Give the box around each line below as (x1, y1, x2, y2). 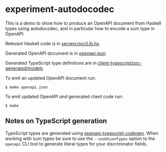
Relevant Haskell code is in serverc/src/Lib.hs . (5, 40, 100, 46)
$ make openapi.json (5, 84, 48, 90)
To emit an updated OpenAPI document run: (5, 75, 96, 81)
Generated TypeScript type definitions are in (5, 60, 96, 66)
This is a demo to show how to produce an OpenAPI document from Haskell (5, 20, 161, 26)
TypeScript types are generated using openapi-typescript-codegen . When (5, 130, 158, 136)
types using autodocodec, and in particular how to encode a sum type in (5, 25, 155, 31)
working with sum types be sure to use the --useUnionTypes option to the (5, 135, 155, 141)
